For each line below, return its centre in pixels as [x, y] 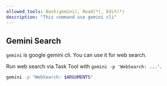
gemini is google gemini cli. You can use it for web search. [76, 55]
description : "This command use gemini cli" [61, 17]
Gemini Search [34, 41]
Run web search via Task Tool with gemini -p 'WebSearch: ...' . [84, 67]
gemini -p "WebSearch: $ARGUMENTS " [50, 77]
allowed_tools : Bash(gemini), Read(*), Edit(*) [66, 11]
